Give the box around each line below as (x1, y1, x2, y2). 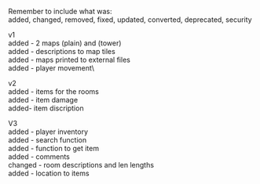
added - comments (8, 152, 71, 161)
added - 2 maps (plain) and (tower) (8, 38, 122, 48)
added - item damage (8, 96, 79, 104)
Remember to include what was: (8, 7, 112, 16)
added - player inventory (8, 127, 89, 136)
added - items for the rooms (8, 87, 100, 96)
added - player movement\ (8, 63, 94, 73)
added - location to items (8, 168, 90, 178)
